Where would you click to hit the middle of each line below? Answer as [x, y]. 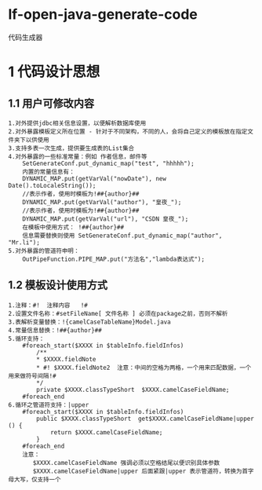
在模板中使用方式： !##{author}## [73, 227]
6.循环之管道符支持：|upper [49, 405]
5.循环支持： [26, 338]
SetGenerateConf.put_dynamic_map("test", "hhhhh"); [108, 163]
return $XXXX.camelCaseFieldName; [106, 432]
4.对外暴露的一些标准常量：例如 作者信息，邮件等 [78, 156]
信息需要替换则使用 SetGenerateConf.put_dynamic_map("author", [122, 236]
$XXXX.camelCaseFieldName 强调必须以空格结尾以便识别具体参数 [126, 463]
